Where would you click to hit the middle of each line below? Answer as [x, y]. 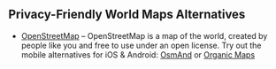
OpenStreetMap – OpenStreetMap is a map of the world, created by [144, 35]
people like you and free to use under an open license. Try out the [141, 45]
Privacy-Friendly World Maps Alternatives [127, 15]
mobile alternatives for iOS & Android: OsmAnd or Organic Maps [138, 54]
